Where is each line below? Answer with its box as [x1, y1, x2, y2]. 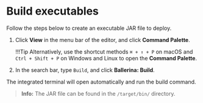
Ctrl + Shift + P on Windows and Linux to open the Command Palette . [15, 54, 197, 62]
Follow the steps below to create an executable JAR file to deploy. [6, 24, 172, 32]
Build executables [6, 4, 99, 18]
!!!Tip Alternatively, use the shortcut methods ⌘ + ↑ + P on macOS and [15, 48, 193, 55]
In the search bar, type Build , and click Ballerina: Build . [15, 66, 155, 74]
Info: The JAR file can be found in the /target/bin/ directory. [21, 90, 176, 97]
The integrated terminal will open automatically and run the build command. [6, 78, 196, 85]
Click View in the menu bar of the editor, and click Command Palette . [15, 36, 190, 43]
